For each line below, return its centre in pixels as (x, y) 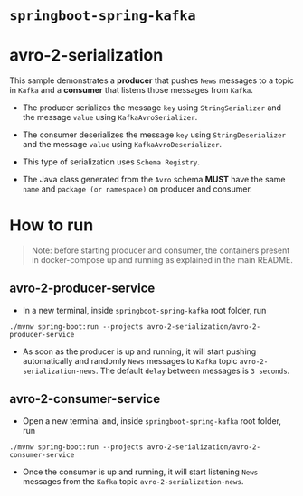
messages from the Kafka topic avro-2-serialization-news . (133, 481)
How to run (52, 225)
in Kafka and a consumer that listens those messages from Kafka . (131, 90)
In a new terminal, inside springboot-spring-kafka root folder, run (144, 310)
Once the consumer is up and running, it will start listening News (140, 472)
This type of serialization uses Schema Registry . (111, 162)
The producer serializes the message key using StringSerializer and (152, 108)
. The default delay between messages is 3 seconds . (193, 370)
